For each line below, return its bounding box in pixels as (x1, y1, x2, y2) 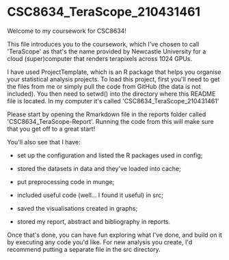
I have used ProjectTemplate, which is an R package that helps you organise (7, 68, 221, 76)
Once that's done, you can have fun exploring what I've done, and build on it (7, 231, 222, 239)
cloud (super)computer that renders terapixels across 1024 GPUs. (7, 54, 193, 62)
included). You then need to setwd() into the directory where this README (7, 90, 216, 98)
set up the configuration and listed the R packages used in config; (16, 151, 203, 159)
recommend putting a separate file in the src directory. (7, 245, 161, 253)
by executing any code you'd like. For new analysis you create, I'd (7, 237, 193, 246)
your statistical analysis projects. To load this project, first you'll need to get (7, 75, 220, 83)
